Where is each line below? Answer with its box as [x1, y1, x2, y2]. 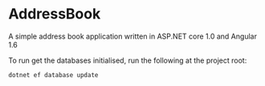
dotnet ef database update [8, 71, 99, 79]
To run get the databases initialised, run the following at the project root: [8, 55, 247, 65]
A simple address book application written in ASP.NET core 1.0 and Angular [8, 31, 257, 41]
